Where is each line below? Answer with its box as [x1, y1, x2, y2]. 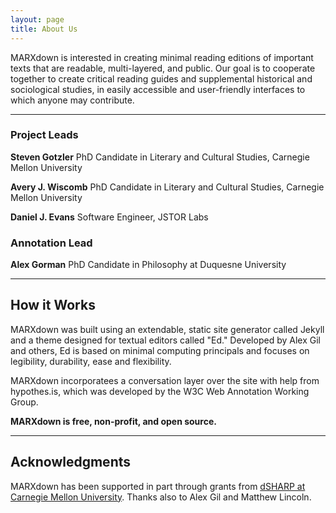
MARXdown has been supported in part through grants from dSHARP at [10, 480, 306, 492]
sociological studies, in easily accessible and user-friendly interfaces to [10, 83, 306, 95]
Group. [10, 396, 39, 408]
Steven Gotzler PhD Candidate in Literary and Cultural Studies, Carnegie [10, 151, 310, 163]
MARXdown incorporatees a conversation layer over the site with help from [10, 374, 320, 386]
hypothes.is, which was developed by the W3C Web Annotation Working [10, 385, 310, 397]
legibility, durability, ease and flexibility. [10, 355, 172, 367]
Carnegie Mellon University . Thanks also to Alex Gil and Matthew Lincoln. [10, 491, 312, 503]
